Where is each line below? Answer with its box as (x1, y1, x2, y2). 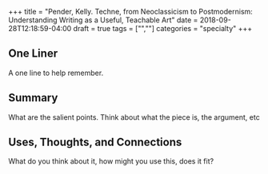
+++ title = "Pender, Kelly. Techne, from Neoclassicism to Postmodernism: (8, 7, 254, 16)
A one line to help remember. (8, 68, 104, 77)
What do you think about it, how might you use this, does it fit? (8, 156, 214, 166)
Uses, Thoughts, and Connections (8, 136, 182, 149)
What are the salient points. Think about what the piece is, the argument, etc (8, 112, 260, 122)
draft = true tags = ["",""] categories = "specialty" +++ (73, 24, 253, 33)
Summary (8, 91, 58, 105)
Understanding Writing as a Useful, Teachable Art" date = (8, 15, 198, 25)
